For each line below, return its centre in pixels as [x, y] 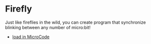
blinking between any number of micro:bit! [48, 27]
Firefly [19, 9]
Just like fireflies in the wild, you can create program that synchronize [75, 22]
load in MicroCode [31, 37]
